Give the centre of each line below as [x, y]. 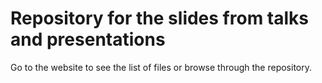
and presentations [88, 39]
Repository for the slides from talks [159, 18]
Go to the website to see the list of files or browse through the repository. [161, 67]
